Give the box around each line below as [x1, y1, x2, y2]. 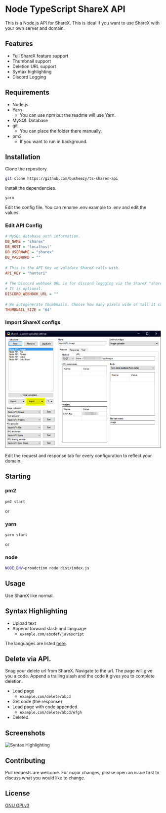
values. [5, 210, 20, 216]
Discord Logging [12, 74, 46, 80]
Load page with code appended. [12, 704, 79, 710]
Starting [5, 472, 31, 481]
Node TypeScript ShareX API [5, 3, 125, 15]
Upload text [12, 620, 36, 626]
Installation [5, 152, 41, 161]
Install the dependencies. [5, 185, 57, 191]
